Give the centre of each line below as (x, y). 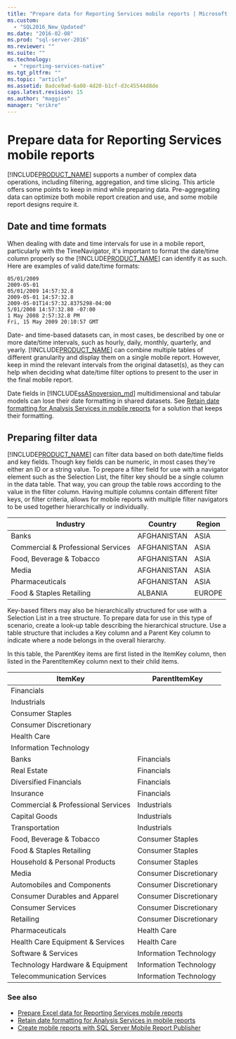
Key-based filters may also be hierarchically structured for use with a (107, 611)
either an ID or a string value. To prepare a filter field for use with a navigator (118, 470)
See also (22, 998)
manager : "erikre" (34, 105)
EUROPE (208, 593)
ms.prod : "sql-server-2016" (48, 40)
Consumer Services (43, 908)
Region (209, 524)
